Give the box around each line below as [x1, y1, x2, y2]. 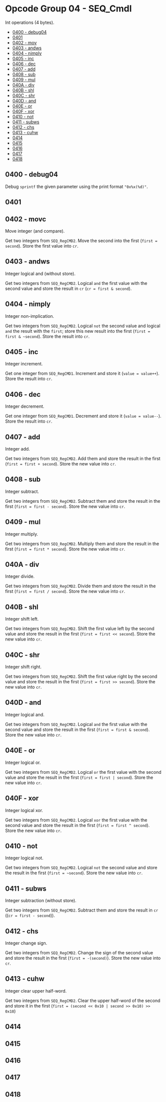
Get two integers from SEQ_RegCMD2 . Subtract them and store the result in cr [5, 907, 159, 913]
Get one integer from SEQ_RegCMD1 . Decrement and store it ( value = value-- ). [5, 413, 162, 419]
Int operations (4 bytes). [5, 19, 55, 25]
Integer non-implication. [5, 313, 55, 319]
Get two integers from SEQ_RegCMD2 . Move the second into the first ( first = [5, 237, 158, 244]
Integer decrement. [5, 403, 45, 409]
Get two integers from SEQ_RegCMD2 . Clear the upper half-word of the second [5, 998, 161, 1004]
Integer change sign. [5, 940, 48, 946]
